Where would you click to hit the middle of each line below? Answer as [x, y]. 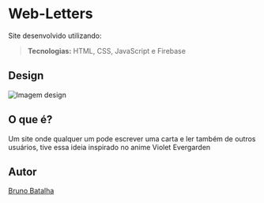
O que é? [30, 120]
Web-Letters [51, 14]
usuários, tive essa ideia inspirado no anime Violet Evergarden [109, 147]
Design [26, 76]
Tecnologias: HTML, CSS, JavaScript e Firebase [106, 51]
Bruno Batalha [31, 191]
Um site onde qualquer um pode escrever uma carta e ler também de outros [132, 138]
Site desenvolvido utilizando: [55, 36]
